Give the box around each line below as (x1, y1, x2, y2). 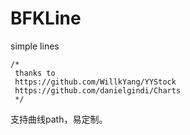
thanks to (14, 68, 56, 78)
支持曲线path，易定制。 (10, 113, 108, 125)
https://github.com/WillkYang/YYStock (14, 77, 177, 87)
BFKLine (10, 7, 82, 30)
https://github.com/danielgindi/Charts (14, 85, 182, 96)
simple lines (10, 40, 60, 52)
